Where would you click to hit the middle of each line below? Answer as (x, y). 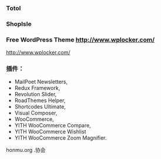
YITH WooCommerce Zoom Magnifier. (61, 138)
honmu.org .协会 (26, 150)
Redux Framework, (37, 88)
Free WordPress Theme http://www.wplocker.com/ (80, 39)
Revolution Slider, (35, 94)
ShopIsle (19, 23)
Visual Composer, (36, 113)
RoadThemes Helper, (40, 100)
